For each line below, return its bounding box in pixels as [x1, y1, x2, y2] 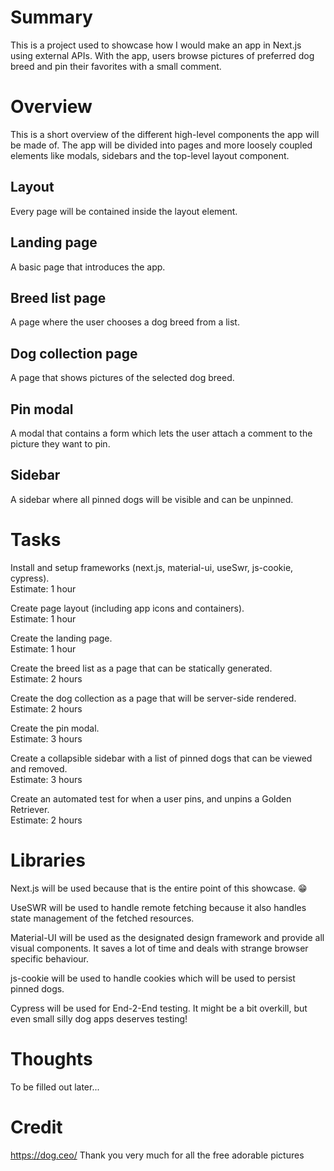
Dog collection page [10, 345, 138, 362]
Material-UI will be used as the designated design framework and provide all [10, 931, 325, 943]
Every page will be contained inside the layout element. [10, 205, 238, 217]
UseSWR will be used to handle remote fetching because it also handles [10, 901, 307, 913]
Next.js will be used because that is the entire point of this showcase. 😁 [10, 882, 308, 894]
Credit [10, 1116, 63, 1138]
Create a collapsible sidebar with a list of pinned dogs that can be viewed [10, 752, 313, 764]
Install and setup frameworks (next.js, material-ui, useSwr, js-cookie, [10, 561, 294, 573]
